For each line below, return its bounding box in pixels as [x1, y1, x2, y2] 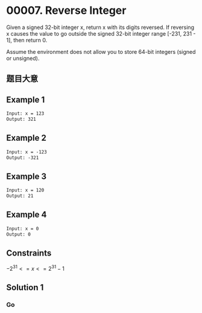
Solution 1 [6, 282, 44, 293]
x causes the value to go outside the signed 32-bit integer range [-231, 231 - [6, 30, 196, 37]
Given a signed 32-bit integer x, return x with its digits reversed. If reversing [6, 24, 195, 31]
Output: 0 [6, 231, 31, 237]
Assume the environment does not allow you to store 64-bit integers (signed [6, 48, 196, 55]
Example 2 [6, 133, 46, 143]
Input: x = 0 [6, 225, 39, 231]
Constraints [6, 248, 52, 258]
